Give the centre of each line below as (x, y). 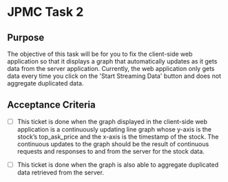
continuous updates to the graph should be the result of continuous (113, 144)
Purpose (26, 38)
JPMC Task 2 (45, 12)
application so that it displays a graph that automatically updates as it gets (112, 61)
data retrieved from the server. (61, 172)
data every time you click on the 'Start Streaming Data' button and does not (114, 76)
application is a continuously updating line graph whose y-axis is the (114, 129)
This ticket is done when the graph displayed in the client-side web (112, 121)
